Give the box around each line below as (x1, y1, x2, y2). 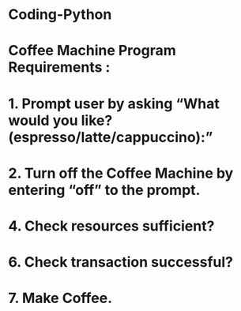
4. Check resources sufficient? (8, 217, 215, 234)
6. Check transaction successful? (8, 253, 234, 272)
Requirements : (8, 58, 111, 77)
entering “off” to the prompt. (8, 181, 201, 199)
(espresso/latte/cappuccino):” (8, 128, 213, 146)
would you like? (8, 111, 113, 129)
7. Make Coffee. (8, 290, 113, 307)
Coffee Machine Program (8, 42, 176, 60)
